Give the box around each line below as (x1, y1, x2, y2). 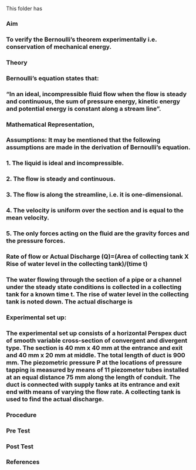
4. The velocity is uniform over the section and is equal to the (6, 207, 184, 215)
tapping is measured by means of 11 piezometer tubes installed (6, 366, 189, 374)
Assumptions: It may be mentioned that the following (6, 136, 160, 144)
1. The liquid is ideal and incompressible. (6, 159, 124, 167)
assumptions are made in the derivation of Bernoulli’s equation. (6, 143, 191, 151)
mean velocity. (6, 214, 50, 222)
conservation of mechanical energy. (6, 42, 111, 50)
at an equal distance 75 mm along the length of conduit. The (6, 373, 181, 381)
